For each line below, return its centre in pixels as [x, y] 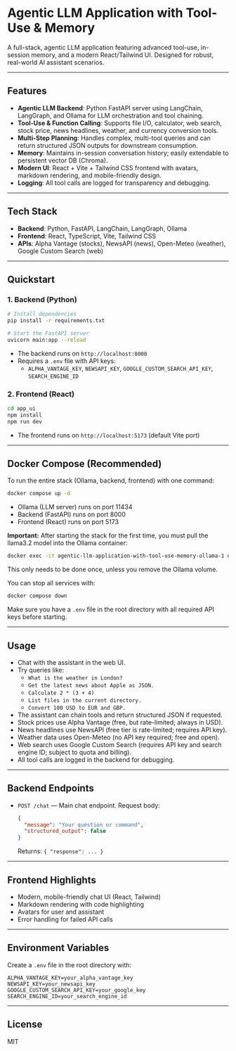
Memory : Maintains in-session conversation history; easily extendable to [123, 153]
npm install [25, 415]
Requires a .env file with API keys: [66, 361]
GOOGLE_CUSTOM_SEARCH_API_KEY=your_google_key [77, 990]
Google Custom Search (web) [60, 250]
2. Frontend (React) [41, 394]
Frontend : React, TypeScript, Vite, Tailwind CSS [87, 236]
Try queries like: [41, 670]
